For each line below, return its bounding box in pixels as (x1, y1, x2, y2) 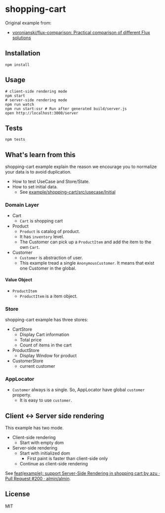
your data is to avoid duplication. (5, 169, 72, 175)
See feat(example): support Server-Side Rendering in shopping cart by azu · (5, 470, 160, 476)
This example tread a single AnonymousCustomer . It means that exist (19, 260, 155, 266)
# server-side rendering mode (5, 98, 68, 103)
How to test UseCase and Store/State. (12, 178, 90, 184)
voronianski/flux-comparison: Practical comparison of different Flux (12, 29, 151, 35)
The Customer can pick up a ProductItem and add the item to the (19, 239, 152, 245)
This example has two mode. (5, 425, 64, 431)
